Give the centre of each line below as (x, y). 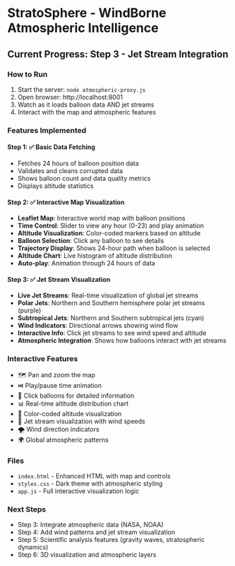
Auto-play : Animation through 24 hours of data (86, 264)
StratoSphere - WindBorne (87, 13)
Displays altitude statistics (55, 186)
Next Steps (27, 509)
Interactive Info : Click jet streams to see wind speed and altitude (112, 333)
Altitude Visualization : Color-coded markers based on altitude (109, 233)
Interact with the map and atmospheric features (87, 112)
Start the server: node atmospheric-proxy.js (82, 89)
